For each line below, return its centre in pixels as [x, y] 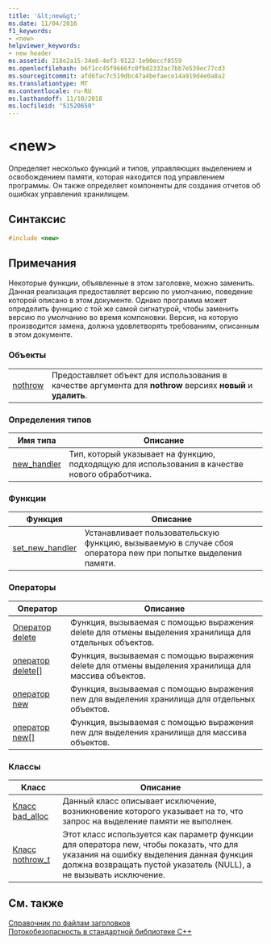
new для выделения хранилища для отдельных [163, 698]
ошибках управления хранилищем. [69, 194]
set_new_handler [45, 548]
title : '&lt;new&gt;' [45, 16]
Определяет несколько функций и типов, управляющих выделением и [130, 169]
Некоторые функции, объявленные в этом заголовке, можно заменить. [131, 283]
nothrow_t [31, 860]
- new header [30, 53]
